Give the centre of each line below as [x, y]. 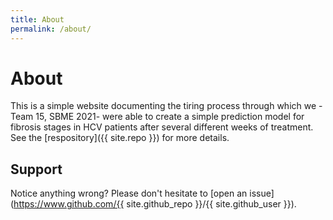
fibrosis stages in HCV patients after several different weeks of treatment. [162, 127]
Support [36, 169]
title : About [37, 19]
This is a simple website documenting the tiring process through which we [163, 106]
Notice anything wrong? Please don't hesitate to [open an [129, 193]
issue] [262, 193]
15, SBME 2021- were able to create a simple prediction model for [170, 117]
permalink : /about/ [51, 29]
